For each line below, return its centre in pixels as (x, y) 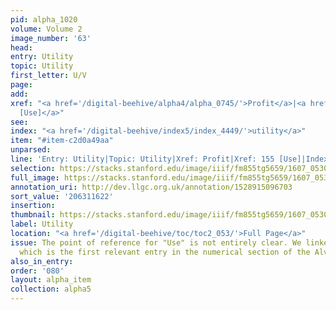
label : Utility (42, 224)
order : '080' (37, 271)
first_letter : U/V (48, 76)
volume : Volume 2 (46, 29)
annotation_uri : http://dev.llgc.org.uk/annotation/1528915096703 (151, 187)
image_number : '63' (51, 38)
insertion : (33, 206)
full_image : (35, 177)
